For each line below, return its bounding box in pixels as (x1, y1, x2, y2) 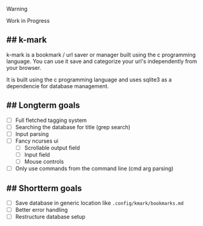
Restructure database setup (15, 213, 86, 220)
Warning (6, 6, 28, 12)
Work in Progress (6, 17, 50, 24)
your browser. (6, 64, 42, 71)
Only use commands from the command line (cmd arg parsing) (15, 165, 174, 172)
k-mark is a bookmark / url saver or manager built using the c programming (6, 51, 196, 58)
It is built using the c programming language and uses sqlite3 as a (6, 76, 172, 83)
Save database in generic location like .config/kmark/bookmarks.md (15, 199, 184, 206)
